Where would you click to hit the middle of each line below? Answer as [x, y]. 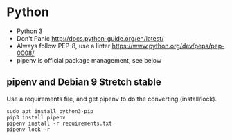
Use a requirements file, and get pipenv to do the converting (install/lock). [112, 99]
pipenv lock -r [28, 129]
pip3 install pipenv [36, 117]
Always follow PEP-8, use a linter [63, 46]
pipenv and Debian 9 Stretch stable [84, 82]
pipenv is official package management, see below [89, 60]
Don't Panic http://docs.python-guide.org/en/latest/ [90, 38]
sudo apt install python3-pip [50, 111]
